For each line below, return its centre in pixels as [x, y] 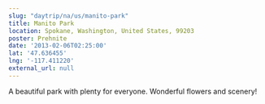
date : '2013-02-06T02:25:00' [58, 46]
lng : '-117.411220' [41, 61]
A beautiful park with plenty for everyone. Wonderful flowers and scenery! [133, 91]
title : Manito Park [41, 23]
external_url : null [41, 69]
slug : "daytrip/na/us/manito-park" [69, 16]
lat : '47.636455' [38, 53]
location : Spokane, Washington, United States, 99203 [102, 31]
